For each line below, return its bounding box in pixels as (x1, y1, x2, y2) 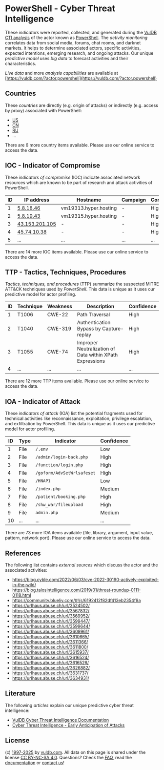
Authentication (77, 319, 111, 326)
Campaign (121, 196, 146, 203)
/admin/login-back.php (35, 455, 88, 460)
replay (77, 332, 92, 338)
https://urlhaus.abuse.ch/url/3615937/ (12, 649, 89, 655)
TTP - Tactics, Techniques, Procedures (5, 268, 126, 276)
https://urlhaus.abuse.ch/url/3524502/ (12, 603, 90, 608)
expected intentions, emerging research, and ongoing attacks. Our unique (5, 50, 154, 56)
